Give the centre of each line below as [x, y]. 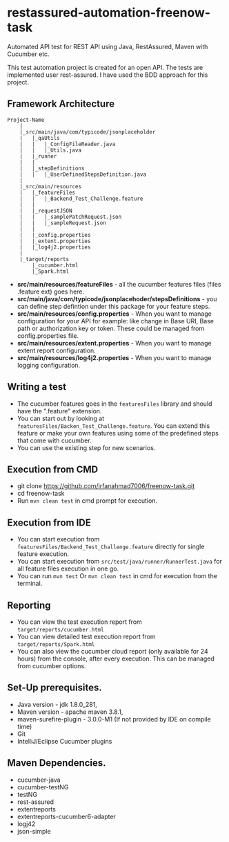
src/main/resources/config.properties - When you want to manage [114, 314]
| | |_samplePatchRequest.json [71, 217]
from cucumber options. [51, 666]
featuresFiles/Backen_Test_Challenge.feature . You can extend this [113, 426]
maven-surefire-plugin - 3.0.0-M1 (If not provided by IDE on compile [114, 719]
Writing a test [37, 387]
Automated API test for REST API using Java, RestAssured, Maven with [108, 46]
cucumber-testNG [43, 787]
